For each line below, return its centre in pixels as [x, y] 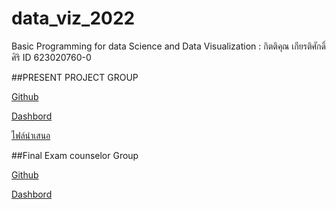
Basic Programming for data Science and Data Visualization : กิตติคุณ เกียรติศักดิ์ [168, 46]
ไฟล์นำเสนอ [31, 135]
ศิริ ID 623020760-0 [51, 57]
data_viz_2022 [73, 18]
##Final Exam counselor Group [75, 155]
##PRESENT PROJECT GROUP [75, 77]
